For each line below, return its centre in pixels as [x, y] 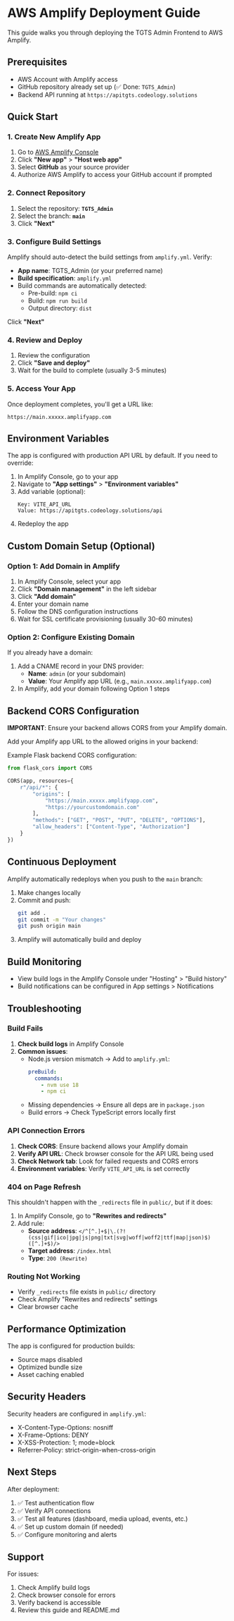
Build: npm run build [58, 300]
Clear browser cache [48, 1307]
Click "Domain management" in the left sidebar [87, 589]
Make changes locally [49, 892]
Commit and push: [44, 900]
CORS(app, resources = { [40, 781]
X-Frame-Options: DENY [53, 1435]
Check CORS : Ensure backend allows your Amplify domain [103, 1146]
